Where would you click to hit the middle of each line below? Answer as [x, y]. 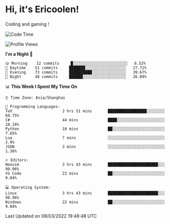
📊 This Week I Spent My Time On [41, 86]
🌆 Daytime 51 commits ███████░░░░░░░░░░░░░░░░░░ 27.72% [76, 68]
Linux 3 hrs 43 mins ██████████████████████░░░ [85, 193]
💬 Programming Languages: [33, 106]
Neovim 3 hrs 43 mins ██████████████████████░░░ [85, 164]
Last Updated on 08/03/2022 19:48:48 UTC [51, 216]
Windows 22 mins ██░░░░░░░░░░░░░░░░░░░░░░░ [85, 202]
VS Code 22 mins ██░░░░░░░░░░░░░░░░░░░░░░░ [85, 173]
